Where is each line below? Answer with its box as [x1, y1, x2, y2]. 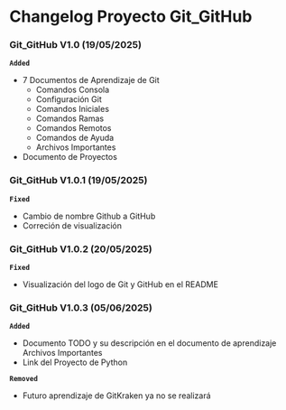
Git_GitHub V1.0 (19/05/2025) [9, 39, 143, 51]
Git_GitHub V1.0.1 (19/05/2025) [9, 174, 148, 187]
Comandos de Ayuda [35, 133, 115, 144]
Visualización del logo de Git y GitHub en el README [22, 279, 219, 290]
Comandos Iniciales [35, 104, 110, 115]
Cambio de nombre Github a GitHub [22, 210, 156, 221]
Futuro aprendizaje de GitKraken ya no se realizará [22, 390, 211, 401]
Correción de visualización [22, 219, 122, 231]
